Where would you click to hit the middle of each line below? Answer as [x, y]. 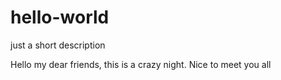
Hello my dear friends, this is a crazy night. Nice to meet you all [141, 64]
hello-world [60, 17]
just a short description [58, 45]
